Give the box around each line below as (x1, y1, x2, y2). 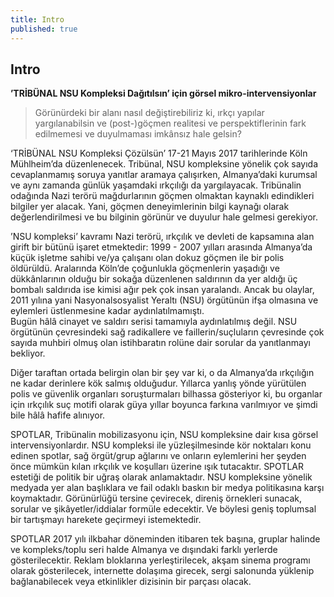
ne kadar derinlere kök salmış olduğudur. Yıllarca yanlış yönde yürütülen (10, 377, 307, 390)
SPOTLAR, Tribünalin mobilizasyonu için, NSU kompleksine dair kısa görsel (10, 429, 319, 441)
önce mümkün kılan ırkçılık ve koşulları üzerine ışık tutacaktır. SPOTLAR (10, 461, 304, 473)
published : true (10, 24, 78, 34)
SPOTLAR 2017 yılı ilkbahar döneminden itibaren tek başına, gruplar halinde (10, 533, 321, 545)
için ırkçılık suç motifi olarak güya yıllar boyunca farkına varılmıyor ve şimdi (10, 399, 318, 411)
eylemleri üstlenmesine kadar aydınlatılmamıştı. (10, 305, 205, 317)
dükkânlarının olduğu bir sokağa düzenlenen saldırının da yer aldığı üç (10, 273, 298, 285)
